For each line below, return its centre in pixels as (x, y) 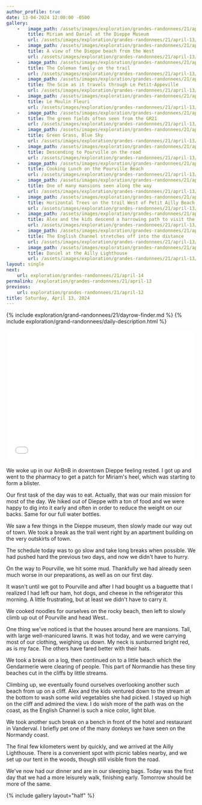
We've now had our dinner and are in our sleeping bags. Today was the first (100, 771)
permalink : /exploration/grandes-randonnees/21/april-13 (79, 281)
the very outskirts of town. (39, 539)
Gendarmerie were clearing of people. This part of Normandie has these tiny (101, 667)
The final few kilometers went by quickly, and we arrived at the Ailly (90, 746)
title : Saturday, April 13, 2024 (48, 298)
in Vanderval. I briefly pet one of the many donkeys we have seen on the (96, 728)
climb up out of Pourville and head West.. (57, 618)
